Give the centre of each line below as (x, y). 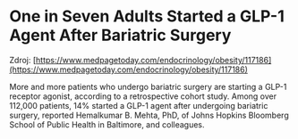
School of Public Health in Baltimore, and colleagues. (107, 124)
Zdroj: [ (23, 60)
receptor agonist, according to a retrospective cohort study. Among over (143, 96)
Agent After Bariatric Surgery (120, 35)
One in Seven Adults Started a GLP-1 (147, 16)
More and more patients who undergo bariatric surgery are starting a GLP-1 (148, 86)
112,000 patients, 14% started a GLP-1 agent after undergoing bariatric (139, 105)
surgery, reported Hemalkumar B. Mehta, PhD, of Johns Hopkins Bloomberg (149, 115)
